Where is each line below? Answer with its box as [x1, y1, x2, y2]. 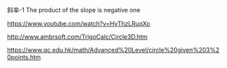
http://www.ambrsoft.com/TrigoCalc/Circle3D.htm [7, 33, 148, 41]
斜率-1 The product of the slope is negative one [7, 6, 141, 14]
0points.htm [7, 53, 41, 61]
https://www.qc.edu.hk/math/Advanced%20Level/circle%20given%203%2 [7, 46, 220, 54]
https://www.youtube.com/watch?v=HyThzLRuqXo [7, 20, 150, 27]
